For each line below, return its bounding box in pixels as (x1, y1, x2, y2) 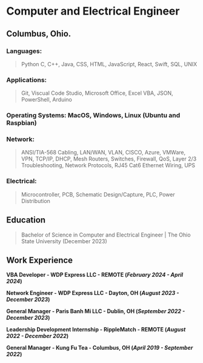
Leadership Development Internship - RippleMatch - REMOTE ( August (6, 326, 186, 333)
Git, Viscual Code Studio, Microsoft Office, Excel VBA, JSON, (21, 89, 174, 97)
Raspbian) (6, 119, 38, 127)
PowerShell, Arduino (21, 96, 73, 103)
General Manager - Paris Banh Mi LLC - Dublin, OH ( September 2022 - (6, 308, 185, 315)
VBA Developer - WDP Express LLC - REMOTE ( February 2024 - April (6, 271, 184, 278)
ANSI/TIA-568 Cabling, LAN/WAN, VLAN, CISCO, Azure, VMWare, (21, 149, 186, 156)
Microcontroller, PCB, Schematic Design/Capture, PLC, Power (21, 190, 175, 198)
